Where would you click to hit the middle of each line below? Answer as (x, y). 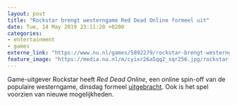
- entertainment (31, 40)
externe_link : (28, 53)
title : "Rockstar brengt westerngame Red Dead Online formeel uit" (109, 20)
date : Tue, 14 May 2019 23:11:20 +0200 (66, 27)
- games (19, 46)
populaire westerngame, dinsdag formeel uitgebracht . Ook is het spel (108, 86)
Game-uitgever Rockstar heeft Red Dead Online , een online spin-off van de (116, 79)
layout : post (26, 14)
